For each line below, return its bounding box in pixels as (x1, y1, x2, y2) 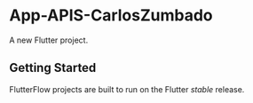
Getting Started (9, 60, 97, 75)
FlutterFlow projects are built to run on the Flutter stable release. (9, 83, 245, 94)
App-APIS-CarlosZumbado (9, 5, 213, 26)
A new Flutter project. (9, 35, 89, 45)
